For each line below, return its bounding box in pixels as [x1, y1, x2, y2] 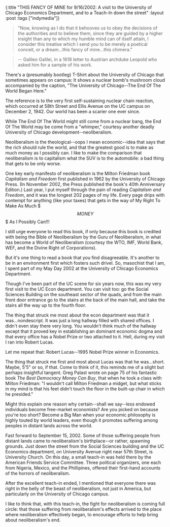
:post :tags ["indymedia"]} [5, 15, 60, 21]
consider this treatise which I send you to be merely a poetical [17, 41, 148, 47]
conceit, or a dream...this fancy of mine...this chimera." [17, 47, 133, 52]
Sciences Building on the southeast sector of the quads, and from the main [5, 292, 162, 297]
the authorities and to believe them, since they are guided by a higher [17, 30, 163, 36]
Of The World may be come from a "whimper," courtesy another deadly [5, 124, 155, 130]
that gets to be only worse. [5, 161, 61, 167]
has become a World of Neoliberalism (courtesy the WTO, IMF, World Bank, [5, 239, 163, 245]
